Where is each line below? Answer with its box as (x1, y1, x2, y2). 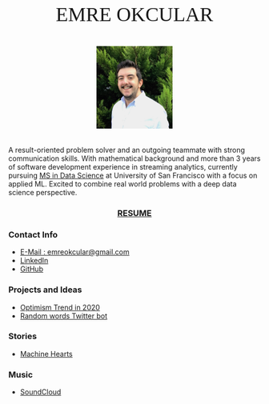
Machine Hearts (19, 349, 74, 358)
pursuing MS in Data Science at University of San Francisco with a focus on (8, 170, 258, 181)
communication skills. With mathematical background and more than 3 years (8, 154, 261, 163)
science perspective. (8, 188, 78, 198)
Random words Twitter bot (19, 310, 108, 321)
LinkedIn (19, 256, 49, 266)
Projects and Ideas (8, 284, 82, 295)
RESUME (117, 207, 152, 218)
